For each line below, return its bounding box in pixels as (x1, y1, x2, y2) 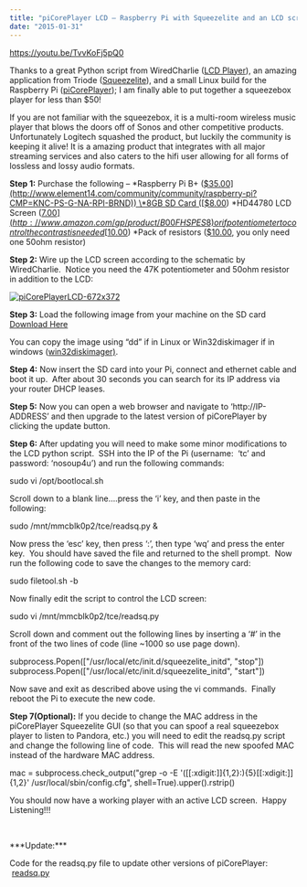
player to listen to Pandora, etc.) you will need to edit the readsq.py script (9, 730, 286, 741)
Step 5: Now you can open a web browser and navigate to (9, 401, 229, 411)
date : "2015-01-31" (9, 22, 84, 31)
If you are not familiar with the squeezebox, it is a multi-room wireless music (9, 112, 297, 123)
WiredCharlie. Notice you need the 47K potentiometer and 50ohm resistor (9, 263, 290, 274)
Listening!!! (9, 804, 51, 815)
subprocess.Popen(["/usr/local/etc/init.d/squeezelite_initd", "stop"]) (9, 656, 265, 667)
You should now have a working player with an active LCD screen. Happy (9, 795, 288, 806)
